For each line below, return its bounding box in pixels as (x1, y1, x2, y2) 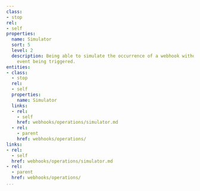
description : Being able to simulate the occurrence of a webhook (11, 53, 180, 59)
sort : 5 (11, 42, 31, 48)
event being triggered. (17, 58, 76, 64)
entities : (6, 64, 31, 70)
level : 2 (11, 48, 33, 54)
